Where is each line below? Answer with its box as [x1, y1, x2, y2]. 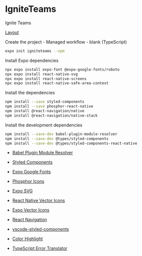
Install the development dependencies [5, 122, 83, 128]
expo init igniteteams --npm [5, 48, 65, 53]
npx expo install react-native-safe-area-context [5, 81, 109, 86]
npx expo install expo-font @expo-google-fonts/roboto [5, 67, 120, 72]
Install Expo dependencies [5, 57, 59, 63]
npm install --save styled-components [5, 99, 85, 104]
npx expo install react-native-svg [5, 72, 78, 77]
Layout [5, 29, 19, 35]
